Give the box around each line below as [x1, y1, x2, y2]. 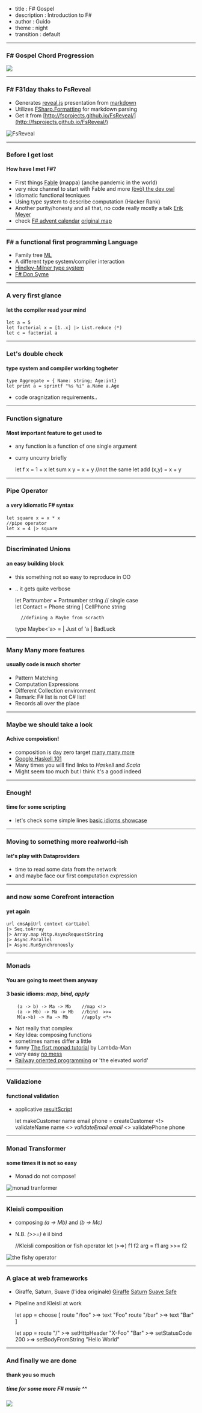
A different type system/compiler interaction [14, 258, 125, 265]
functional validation [6, 1092, 59, 1099]
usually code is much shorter [6, 661, 81, 668]
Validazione [6, 1077, 42, 1086]
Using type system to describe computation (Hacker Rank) [14, 198, 161, 205]
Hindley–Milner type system [14, 264, 84, 271]
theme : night [14, 24, 48, 31]
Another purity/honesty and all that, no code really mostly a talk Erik [14, 204, 183, 211]
